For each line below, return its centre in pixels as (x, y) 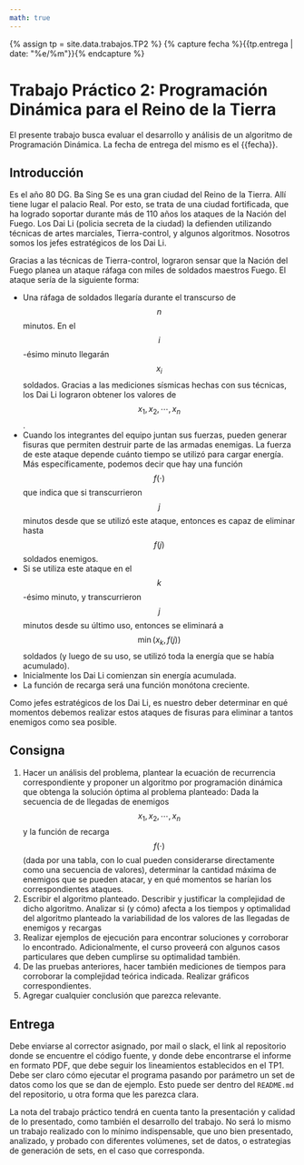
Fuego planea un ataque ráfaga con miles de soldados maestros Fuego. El (148, 270)
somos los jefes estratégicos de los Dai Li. (88, 243)
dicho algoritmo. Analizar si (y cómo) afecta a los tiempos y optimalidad (157, 909)
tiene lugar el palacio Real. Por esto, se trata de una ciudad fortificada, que (149, 205)
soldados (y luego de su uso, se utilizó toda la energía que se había (148, 656)
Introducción (47, 172)
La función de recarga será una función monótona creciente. (136, 685)
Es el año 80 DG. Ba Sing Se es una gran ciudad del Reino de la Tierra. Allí (148, 195)
